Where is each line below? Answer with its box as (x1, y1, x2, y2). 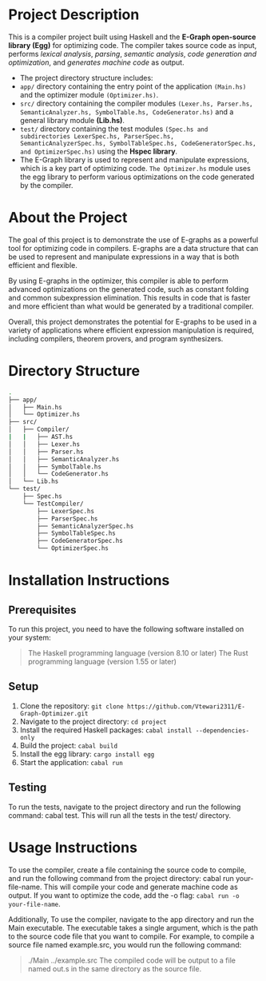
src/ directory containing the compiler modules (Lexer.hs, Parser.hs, (19, 98, 253, 108)
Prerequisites (8, 603, 77, 616)
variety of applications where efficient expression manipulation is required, (8, 325, 254, 335)
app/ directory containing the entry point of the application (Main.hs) (19, 82, 247, 91)
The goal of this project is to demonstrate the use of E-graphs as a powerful (8, 234, 259, 245)
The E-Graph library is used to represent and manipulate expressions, (19, 154, 249, 165)
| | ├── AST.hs (8, 433, 73, 441)
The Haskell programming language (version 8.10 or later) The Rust (27, 648, 249, 658)
